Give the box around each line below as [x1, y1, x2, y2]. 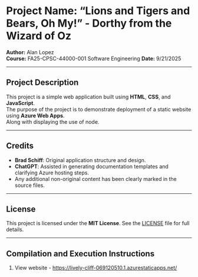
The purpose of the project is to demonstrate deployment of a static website [6, 105, 192, 113]
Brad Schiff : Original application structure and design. [14, 156, 146, 163]
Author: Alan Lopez [6, 48, 54, 55]
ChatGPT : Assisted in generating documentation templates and [14, 163, 169, 170]
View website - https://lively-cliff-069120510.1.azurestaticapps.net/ [14, 264, 177, 272]
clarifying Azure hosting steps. [14, 169, 90, 176]
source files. [14, 182, 45, 189]
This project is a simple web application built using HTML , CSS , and [6, 93, 171, 100]
